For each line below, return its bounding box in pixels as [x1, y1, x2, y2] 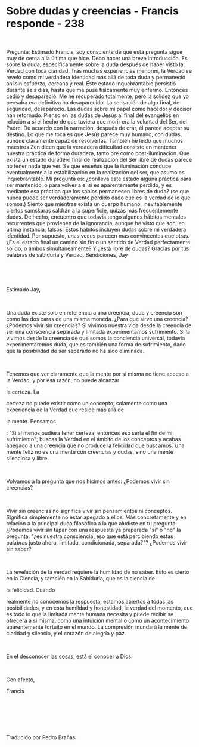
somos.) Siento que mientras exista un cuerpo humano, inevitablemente [6, 200, 183, 207]
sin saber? [6, 545, 32, 552]
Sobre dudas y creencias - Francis [6, 4, 179, 18]
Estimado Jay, [6, 285, 41, 293]
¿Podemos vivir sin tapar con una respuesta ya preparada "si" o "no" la [6, 526, 181, 533]
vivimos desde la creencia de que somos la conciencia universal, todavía [6, 334, 185, 342]
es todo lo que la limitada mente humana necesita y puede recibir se [6, 610, 174, 617]
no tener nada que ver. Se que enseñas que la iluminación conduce [6, 162, 172, 170]
